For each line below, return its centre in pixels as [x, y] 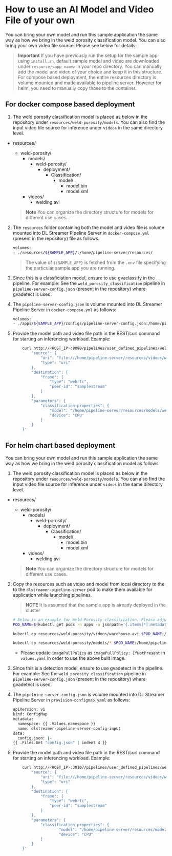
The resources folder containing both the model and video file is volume [89, 227]
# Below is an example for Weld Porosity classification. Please [84, 620]
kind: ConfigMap [30, 714]
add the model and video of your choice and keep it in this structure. [90, 72]
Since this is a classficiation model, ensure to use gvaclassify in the [84, 278]
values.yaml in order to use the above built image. [73, 658]
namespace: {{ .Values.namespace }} [57, 724]
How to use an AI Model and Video [80, 9]
